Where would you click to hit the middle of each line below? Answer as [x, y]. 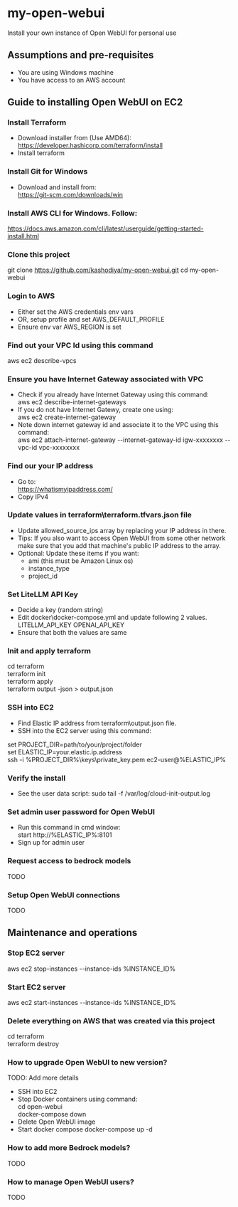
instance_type [49, 568]
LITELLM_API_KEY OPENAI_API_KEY [71, 625]
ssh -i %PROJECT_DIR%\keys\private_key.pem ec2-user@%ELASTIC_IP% [117, 759]
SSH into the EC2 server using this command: [84, 730]
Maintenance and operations [72, 933]
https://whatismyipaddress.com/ [65, 489]
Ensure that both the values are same [72, 633]
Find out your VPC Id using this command [80, 345]
